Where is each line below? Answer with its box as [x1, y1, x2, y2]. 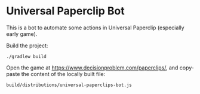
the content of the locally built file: [21, 70, 106, 77]
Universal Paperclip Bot [6, 4, 125, 18]
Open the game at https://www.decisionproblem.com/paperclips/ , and [6, 64, 179, 71]
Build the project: [6, 42, 48, 49]
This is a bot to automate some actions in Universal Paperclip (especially [6, 24, 184, 31]
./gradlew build [6, 53, 47, 59]
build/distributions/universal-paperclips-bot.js [6, 82, 133, 88]
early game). [6, 30, 38, 37]
